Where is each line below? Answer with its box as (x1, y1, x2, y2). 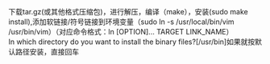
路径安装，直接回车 (15, 47, 79, 56)
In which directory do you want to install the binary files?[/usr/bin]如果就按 (8, 37, 255, 46)
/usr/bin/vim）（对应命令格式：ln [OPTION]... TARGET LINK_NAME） (8, 27, 234, 36)
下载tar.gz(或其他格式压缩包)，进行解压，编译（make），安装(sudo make (8, 7, 248, 16)
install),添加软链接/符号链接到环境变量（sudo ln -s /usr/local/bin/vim (8, 17, 235, 26)
